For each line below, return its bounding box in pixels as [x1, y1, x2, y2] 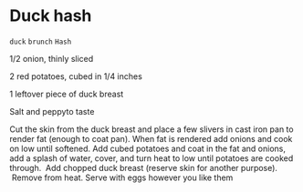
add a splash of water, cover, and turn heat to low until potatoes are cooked [9, 152, 294, 164]
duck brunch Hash [9, 37, 72, 46]
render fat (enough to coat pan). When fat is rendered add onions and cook [9, 133, 293, 144]
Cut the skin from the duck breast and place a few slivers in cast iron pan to [9, 124, 294, 135]
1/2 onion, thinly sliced [9, 53, 94, 64]
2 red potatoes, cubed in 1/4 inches [9, 70, 143, 82]
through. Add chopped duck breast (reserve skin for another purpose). [9, 162, 278, 173]
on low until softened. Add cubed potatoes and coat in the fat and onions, [9, 143, 286, 154]
